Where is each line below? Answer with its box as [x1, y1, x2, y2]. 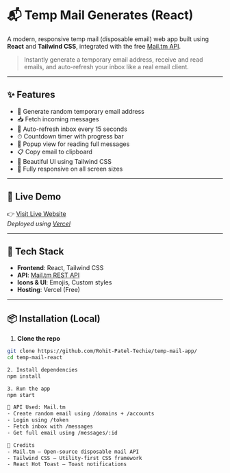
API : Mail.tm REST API [16, 271, 80, 280]
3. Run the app [7, 385, 51, 392]
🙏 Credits [7, 441, 36, 448]
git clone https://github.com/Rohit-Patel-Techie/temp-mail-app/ [7, 348, 197, 355]
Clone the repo [16, 335, 60, 343]
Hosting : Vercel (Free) [16, 286, 81, 294]
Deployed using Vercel [7, 219, 71, 228]
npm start [7, 391, 36, 398]
